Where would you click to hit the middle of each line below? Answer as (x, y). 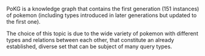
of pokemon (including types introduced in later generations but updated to (102, 15)
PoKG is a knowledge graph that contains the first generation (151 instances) (103, 9)
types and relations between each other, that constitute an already (90, 40)
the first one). (24, 22)
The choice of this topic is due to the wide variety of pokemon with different (102, 33)
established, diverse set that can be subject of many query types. (89, 46)
